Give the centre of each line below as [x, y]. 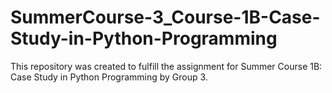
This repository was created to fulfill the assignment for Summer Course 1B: [166, 66]
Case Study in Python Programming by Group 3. [109, 77]
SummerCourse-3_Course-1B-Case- [165, 17]
